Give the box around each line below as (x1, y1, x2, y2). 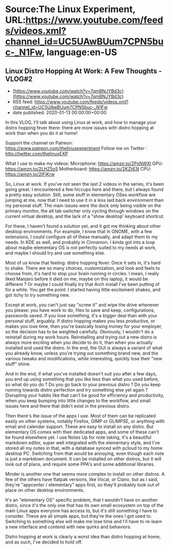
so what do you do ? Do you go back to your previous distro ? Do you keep (5, 382, 161, 388)
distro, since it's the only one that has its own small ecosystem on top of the (5, 502, 164, 508)
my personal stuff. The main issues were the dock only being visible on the (5, 202, 161, 208)
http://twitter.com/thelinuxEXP (5, 151, 68, 156)
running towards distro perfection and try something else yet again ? (5, 387, 148, 393)
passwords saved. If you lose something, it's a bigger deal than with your (5, 313, 158, 318)
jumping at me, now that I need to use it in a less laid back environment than (5, 197, 164, 203)
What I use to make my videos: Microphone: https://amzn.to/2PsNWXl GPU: (5, 160, 163, 166)
